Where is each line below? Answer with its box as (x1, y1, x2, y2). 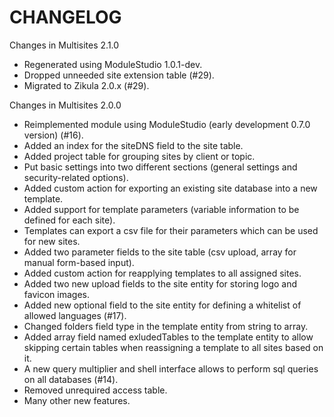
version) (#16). (23, 129, 84, 141)
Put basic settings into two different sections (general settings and (23, 161, 298, 173)
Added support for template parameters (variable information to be (23, 203, 300, 215)
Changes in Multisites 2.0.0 (9, 99, 122, 111)
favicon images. (23, 288, 90, 300)
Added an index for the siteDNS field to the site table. (23, 139, 244, 151)
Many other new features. (23, 394, 131, 406)
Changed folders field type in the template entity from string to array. (23, 320, 309, 332)
